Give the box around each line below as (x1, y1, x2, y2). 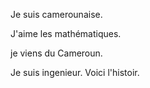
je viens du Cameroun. (10, 47, 103, 59)
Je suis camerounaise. (10, 9, 103, 20)
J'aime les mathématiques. (10, 28, 122, 39)
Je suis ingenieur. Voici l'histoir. (10, 67, 140, 78)
